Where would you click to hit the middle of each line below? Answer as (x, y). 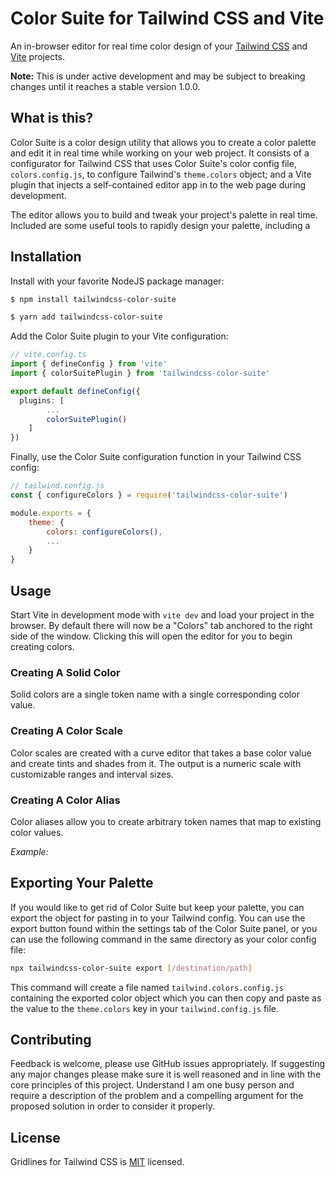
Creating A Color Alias (65, 800)
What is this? (52, 118)
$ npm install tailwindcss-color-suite (93, 299)
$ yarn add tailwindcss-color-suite (86, 317)
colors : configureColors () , (104, 532)
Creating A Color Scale (66, 731)
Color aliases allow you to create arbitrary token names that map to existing (166, 821)
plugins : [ (42, 400)
